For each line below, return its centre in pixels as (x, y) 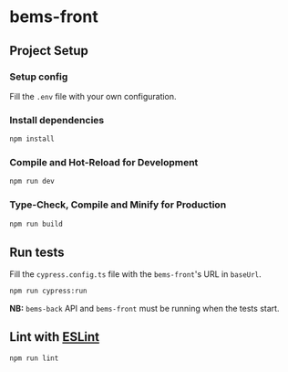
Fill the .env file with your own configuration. (93, 96)
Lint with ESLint (55, 337)
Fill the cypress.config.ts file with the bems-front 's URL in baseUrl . (135, 274)
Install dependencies (57, 120)
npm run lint (34, 358)
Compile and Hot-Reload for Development (104, 162)
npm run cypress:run (49, 291)
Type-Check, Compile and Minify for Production (118, 205)
